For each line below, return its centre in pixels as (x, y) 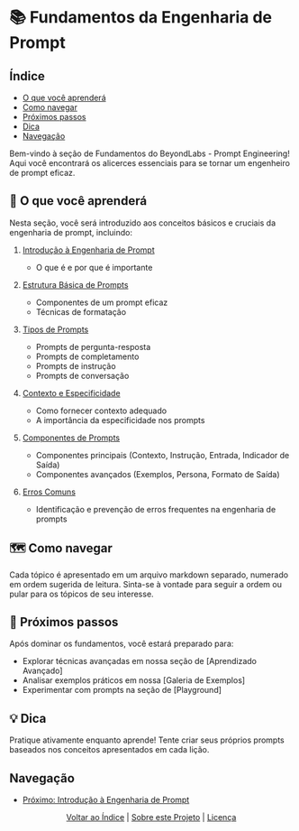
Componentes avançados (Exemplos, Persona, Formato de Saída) (158, 474)
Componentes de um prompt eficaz (102, 302)
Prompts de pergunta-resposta (93, 346)
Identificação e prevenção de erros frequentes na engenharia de (156, 509)
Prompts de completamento (87, 356)
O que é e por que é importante (94, 267)
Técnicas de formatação (81, 311)
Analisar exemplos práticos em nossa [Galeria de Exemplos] (134, 680)
